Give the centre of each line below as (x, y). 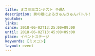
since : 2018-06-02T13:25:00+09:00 (40, 28)
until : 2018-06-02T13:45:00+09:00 (40, 32)
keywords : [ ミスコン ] (26, 41)
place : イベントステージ (27, 37)
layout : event (19, 46)
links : (12, 23)
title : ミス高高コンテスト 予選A (35, 9)
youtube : (14, 19)
